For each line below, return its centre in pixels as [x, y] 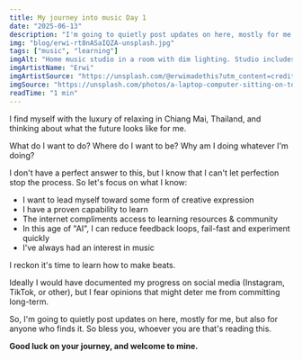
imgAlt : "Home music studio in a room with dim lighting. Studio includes [152, 59]
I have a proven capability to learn [85, 209]
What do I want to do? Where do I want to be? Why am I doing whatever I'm [149, 146]
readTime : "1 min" [44, 93]
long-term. [29, 301]
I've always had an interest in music [89, 247]
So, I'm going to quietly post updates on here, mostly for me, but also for [144, 319]
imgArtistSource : [42, 76]
